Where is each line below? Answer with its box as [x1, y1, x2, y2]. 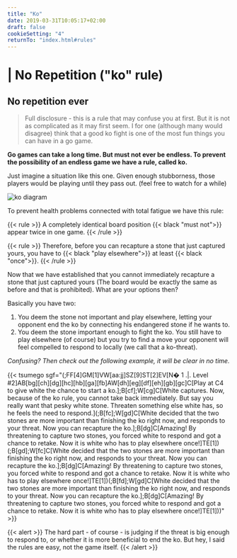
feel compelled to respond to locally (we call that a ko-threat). [17, 343, 198, 351]
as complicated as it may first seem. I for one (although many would [24, 122, 223, 130]
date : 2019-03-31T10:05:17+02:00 [7, 17, 106, 24]
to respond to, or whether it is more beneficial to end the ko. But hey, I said [7, 535, 225, 544]
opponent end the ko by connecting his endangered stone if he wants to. [17, 320, 230, 329]
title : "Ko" [7, 10, 42, 18]
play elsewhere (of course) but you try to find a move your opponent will [17, 336, 229, 344]
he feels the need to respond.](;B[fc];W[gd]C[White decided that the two [7, 409, 219, 418]
